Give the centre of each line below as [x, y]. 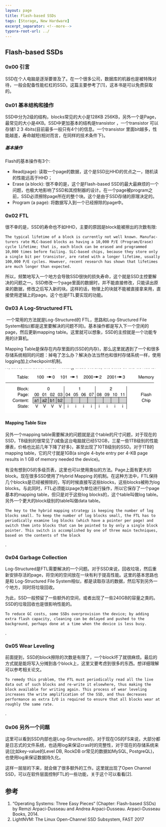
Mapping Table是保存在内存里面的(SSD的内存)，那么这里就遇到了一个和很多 [83, 348]
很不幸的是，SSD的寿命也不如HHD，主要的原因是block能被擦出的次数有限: [81, 227]
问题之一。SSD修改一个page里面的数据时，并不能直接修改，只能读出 [84, 283]
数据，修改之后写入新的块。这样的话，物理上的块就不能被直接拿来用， [85, 289]
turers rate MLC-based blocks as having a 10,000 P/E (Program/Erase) [79, 242]
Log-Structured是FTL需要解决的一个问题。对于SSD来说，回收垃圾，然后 [79, 569]
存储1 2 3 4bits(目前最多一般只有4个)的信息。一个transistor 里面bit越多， [79, 129]
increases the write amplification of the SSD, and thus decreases [76, 695]
